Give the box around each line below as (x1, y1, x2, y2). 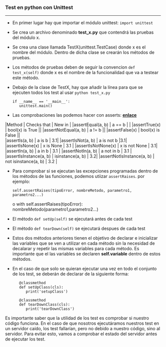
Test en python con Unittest (5, 4, 73, 11)
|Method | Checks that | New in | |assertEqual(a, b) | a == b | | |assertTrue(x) (5, 122, 161, 128)
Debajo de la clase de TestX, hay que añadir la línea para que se (12, 85, 143, 90)
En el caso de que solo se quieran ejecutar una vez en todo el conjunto (12, 266, 157, 272)
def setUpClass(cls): (19, 285, 64, 290)
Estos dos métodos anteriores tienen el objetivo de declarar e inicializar (12, 235, 158, 241)
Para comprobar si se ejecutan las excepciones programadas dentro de (12, 168, 158, 174)
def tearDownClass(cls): (19, 302, 70, 307)
